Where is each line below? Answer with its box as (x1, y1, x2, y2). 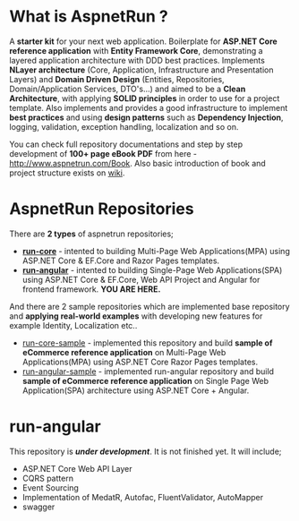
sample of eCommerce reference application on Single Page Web (21, 375, 269, 386)
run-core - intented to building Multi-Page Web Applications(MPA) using (21, 245, 291, 256)
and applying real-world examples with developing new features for (9, 311, 263, 321)
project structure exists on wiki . (9, 167, 125, 178)
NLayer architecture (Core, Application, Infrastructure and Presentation (9, 64, 274, 75)
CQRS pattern (21, 473, 74, 483)
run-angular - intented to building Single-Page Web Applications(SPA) (21, 264, 283, 275)
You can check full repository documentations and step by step (9, 139, 243, 149)
